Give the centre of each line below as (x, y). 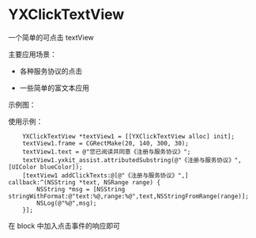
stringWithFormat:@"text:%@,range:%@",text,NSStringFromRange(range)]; (128, 196)
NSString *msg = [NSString (81, 189)
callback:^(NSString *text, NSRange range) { (84, 182)
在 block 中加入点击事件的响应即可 (64, 225)
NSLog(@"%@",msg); (67, 203)
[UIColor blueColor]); (45, 167)
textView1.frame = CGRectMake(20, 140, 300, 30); (106, 143)
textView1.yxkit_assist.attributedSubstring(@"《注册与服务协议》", (132, 160)
